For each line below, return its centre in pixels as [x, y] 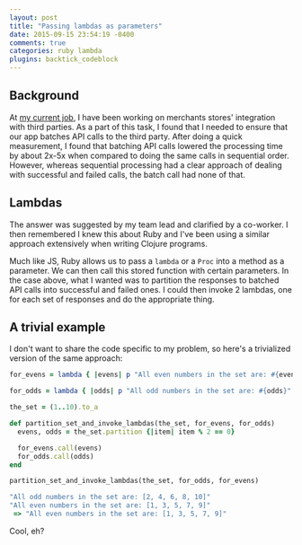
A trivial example [58, 327]
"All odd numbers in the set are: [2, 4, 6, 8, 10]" [110, 497]
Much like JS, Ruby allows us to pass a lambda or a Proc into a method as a [147, 260]
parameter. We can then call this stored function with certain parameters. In [149, 270]
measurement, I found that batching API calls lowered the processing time [146, 145]
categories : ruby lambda [56, 51]
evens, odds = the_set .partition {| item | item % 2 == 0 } [126, 432]
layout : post [34, 18]
